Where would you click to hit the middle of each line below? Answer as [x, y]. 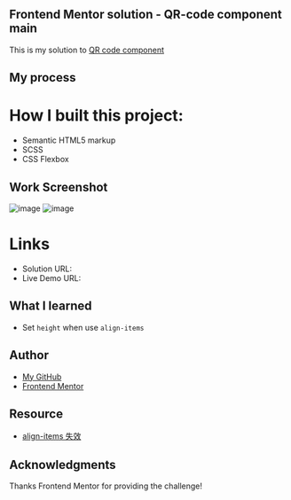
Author [29, 355]
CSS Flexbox [45, 160]
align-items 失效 [51, 436]
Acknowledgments [63, 465]
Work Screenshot [59, 187]
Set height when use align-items [83, 327]
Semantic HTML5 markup [69, 140]
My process [43, 78]
